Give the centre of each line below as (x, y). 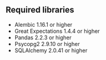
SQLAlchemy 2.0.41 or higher (51, 50)
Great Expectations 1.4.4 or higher (57, 31)
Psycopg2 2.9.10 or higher (47, 44)
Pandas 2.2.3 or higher (43, 37)
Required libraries (40, 10)
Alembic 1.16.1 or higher (43, 24)
